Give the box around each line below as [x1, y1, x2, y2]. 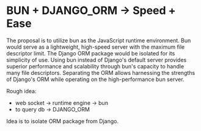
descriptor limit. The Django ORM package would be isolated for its [6, 49, 175, 57]
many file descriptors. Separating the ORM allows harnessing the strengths [6, 69, 196, 76]
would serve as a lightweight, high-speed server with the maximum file [6, 43, 185, 51]
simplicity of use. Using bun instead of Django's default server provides [6, 56, 187, 63]
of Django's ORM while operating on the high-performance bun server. [6, 76, 185, 83]
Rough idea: [6, 87, 37, 94]
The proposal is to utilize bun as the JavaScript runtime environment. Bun [6, 37, 191, 44]
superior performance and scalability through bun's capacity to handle [6, 62, 185, 70]
